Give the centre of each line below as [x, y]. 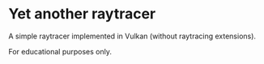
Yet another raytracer [82, 14]
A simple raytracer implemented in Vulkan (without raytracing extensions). [132, 36]
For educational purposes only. [60, 51]
